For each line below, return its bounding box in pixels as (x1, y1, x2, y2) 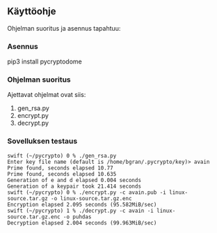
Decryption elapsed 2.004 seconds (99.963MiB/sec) (7, 219, 157, 226)
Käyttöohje (7, 6, 56, 17)
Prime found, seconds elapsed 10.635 (7, 170, 117, 177)
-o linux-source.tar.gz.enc (51, 195, 132, 202)
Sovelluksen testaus (7, 136, 78, 146)
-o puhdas (63, 213, 92, 220)
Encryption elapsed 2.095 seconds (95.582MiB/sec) (7, 201, 157, 208)
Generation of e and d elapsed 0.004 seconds (7, 176, 141, 183)
